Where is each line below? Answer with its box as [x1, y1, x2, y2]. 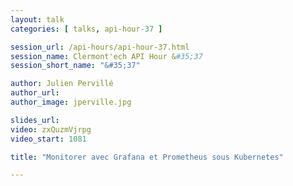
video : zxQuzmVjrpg [10, 124, 92, 135]
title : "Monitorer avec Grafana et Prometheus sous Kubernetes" [10, 152, 284, 162]
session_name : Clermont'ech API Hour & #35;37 [10, 51, 203, 61]
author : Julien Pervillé [10, 79, 114, 89]
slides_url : [10, 115, 60, 125]
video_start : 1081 [10, 134, 87, 144]
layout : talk [10, 14, 65, 25]
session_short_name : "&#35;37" [10, 61, 141, 71]
